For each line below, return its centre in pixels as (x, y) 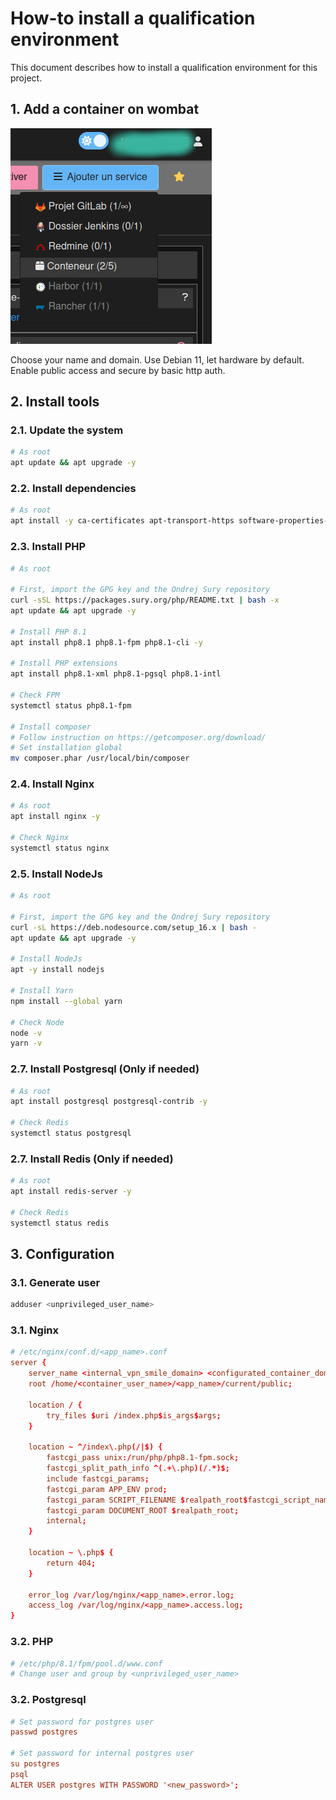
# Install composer (51, 727)
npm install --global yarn (66, 1001)
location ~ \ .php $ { (71, 1553)
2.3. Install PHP (48, 547)
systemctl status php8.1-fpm (71, 705)
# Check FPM (35, 695)
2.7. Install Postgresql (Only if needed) (105, 1069)
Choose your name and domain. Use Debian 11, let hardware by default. (157, 359)
